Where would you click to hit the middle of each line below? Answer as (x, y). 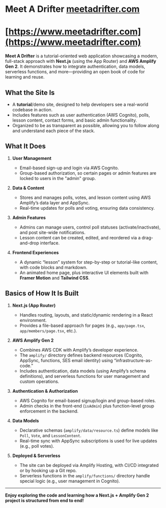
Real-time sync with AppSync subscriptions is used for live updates (88, 441)
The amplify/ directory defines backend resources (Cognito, (81, 355)
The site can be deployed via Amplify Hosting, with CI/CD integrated (89, 465)
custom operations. (39, 381)
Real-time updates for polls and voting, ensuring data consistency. (87, 208)
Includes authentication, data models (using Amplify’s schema (83, 371)
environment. (33, 320)
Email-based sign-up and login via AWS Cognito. (69, 168)
